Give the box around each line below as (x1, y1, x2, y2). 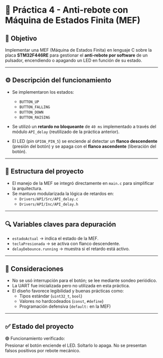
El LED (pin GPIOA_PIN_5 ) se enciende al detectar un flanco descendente (12, 138, 158, 144)
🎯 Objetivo (5, 34, 37, 42)
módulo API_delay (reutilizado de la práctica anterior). (12, 129, 120, 135)
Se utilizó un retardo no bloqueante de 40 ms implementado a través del (12, 123, 157, 129)
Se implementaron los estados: (12, 89, 74, 95)
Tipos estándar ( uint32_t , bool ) (19, 293, 82, 299)
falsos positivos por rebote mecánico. (5, 348, 81, 354)
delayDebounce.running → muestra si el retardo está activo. (12, 246, 130, 252)
